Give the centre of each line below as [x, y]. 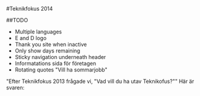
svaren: [16, 88]
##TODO [17, 20]
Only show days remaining [47, 51]
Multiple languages [38, 32]
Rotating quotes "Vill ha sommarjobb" [61, 70]
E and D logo [30, 38]
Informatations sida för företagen [56, 63]
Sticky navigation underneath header [60, 57]
